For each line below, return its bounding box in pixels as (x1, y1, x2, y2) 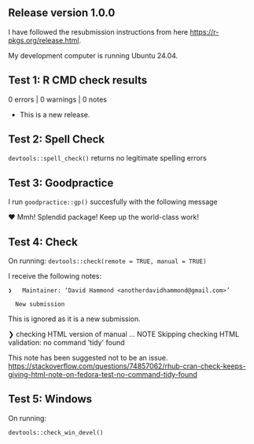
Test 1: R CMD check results (8, 74, 148, 87)
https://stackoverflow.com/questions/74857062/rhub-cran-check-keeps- (8, 361, 246, 371)
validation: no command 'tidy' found (8, 338, 125, 347)
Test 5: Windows (8, 393, 93, 406)
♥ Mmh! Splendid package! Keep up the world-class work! (8, 213, 199, 222)
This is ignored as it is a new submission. (8, 314, 142, 324)
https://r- (190, 27, 219, 36)
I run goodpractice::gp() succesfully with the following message (8, 197, 218, 207)
